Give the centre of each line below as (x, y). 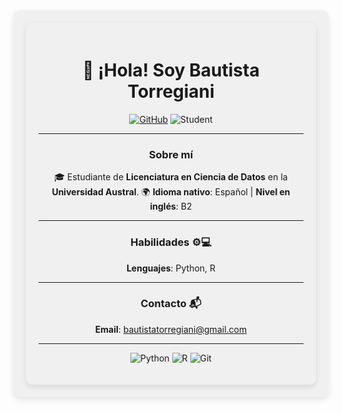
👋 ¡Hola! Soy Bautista (171, 70)
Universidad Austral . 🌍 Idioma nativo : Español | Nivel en (171, 192)
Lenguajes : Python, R (171, 268)
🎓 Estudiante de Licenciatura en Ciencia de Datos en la (171, 177)
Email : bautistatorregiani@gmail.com (171, 329)
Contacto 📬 (171, 304)
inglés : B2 (171, 206)
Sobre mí (171, 154)
